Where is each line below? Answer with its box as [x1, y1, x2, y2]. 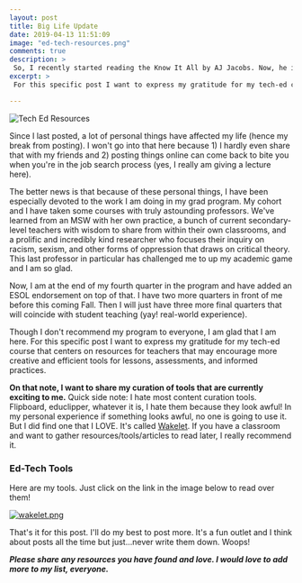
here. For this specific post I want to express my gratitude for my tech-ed [9, 335, 280, 347]
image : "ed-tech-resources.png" [9, 38, 130, 48]
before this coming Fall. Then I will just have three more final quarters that [9, 299, 282, 310]
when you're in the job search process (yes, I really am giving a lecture [9, 159, 271, 169]
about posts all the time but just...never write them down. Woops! [9, 536, 251, 547]
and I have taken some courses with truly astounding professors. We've [9, 205, 275, 216]
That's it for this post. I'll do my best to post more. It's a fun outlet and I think [9, 526, 293, 537]
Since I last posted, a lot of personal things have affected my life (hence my [9, 130, 289, 141]
